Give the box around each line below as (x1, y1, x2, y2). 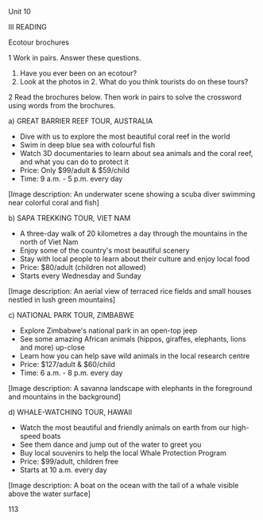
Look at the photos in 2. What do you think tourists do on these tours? (19, 77, 249, 86)
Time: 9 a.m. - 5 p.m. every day (19, 174, 123, 183)
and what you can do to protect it (19, 157, 129, 166)
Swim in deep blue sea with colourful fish (19, 140, 156, 150)
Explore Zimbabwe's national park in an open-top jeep (19, 326, 198, 335)
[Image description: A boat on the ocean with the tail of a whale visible (8, 481, 239, 490)
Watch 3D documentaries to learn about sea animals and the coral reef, (19, 149, 253, 158)
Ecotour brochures (8, 37, 70, 47)
